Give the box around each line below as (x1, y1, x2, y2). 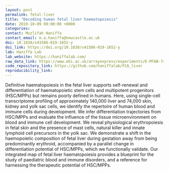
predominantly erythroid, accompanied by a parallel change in (5, 141, 134, 146)
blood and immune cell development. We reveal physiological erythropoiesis (5, 119, 163, 125)
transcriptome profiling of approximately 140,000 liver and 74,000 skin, (5, 98, 152, 104)
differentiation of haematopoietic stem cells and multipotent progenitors (5, 88, 154, 93)
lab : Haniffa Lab (5, 49, 42, 54)
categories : (5, 26, 30, 31)
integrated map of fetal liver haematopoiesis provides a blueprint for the (5, 151, 154, 157)
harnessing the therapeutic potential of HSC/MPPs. (5, 162, 112, 168)
